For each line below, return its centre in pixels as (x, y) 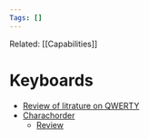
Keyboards (51, 80)
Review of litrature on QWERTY (81, 105)
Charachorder (49, 115)
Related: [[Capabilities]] (54, 44)
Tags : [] (26, 18)
